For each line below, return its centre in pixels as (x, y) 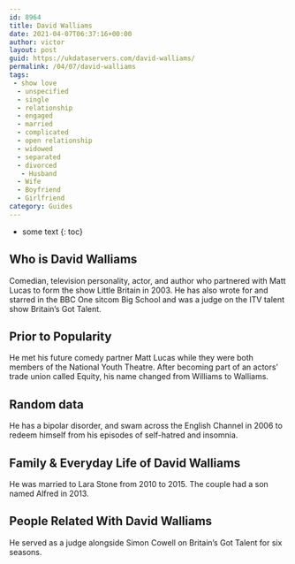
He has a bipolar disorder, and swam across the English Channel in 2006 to (146, 426)
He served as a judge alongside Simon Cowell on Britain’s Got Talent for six (146, 542)
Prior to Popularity (61, 336)
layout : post (33, 50)
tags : (19, 75)
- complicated (43, 133)
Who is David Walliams (73, 259)
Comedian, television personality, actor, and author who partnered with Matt (147, 280)
